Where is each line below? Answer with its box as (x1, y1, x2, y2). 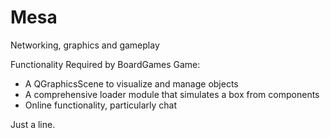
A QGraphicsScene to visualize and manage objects (24, 77, 239, 90)
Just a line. (10, 118, 56, 130)
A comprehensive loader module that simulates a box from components (24, 88, 320, 100)
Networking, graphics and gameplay (10, 39, 160, 51)
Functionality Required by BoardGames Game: (10, 58, 201, 70)
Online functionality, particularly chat (24, 99, 178, 111)
